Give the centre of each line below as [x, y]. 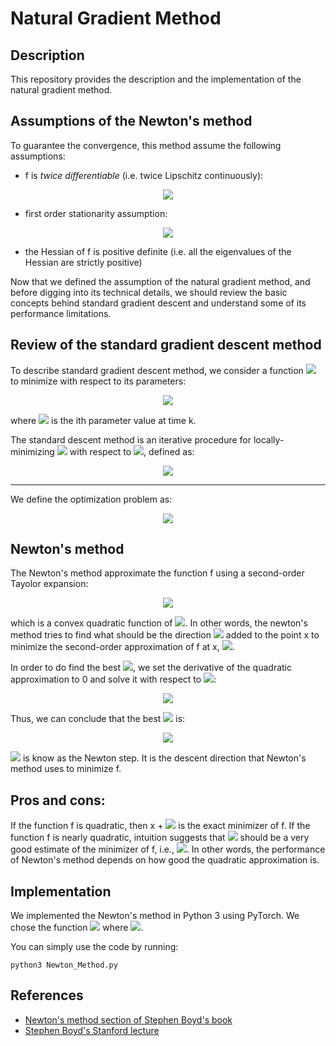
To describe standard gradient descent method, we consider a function [157, 370]
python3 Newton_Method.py [64, 965]
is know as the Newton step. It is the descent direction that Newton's [164, 758]
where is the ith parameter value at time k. [103, 420]
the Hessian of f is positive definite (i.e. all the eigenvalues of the [158, 251]
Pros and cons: [58, 800]
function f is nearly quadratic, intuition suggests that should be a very [160, 838]
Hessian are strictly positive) [83, 262]
